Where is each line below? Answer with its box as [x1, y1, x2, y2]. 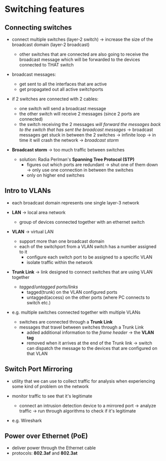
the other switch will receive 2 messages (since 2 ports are [19, 111, 140, 117]
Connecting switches [4, 23, 72, 32]
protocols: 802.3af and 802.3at [11, 450, 78, 456]
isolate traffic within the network [26, 259, 93, 265]
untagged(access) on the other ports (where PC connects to [26, 294, 150, 300]
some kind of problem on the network [11, 383, 89, 389]
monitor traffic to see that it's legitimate [11, 393, 93, 399]
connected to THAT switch [19, 62, 74, 67]
